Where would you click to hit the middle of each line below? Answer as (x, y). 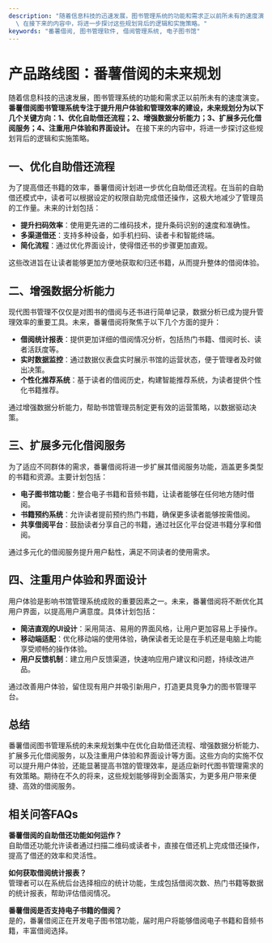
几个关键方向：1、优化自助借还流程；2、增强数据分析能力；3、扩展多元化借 (135, 118)
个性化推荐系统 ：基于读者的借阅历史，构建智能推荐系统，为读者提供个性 (140, 379)
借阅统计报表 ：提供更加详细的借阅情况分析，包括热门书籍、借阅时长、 (137, 339)
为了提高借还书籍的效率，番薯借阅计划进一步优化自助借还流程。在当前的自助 (136, 188)
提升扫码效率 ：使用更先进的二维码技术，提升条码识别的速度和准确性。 (137, 225)
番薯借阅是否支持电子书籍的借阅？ (65, 911)
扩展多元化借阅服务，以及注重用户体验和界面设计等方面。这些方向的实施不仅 (136, 755)
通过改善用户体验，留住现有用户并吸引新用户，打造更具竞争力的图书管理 (129, 686)
